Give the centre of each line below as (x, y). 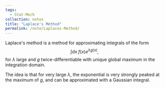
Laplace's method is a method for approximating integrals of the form (77, 43)
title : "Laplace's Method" (33, 24)
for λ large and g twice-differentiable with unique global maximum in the (80, 59)
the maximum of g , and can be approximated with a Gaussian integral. (78, 80)
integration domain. (25, 65)
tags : (11, 10)
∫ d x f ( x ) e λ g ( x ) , (85, 51)
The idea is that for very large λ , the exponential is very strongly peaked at (82, 74)
